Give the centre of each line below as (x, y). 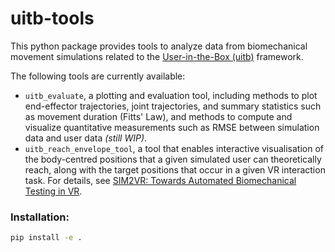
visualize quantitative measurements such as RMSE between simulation (172, 127)
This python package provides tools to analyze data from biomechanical (159, 46)
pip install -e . (46, 238)
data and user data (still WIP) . (86, 138)
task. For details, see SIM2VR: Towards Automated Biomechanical (160, 180)
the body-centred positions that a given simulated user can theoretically (173, 159)
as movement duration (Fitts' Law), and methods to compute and (158, 116)
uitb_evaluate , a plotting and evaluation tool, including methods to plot (171, 95)
